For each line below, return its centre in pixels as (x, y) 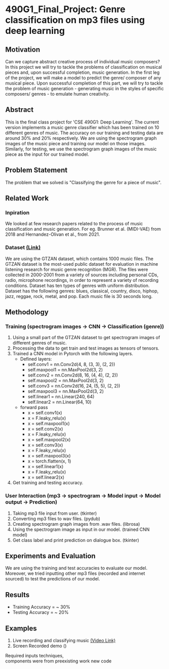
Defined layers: (36, 359)
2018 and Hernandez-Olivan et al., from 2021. (53, 234)
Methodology (27, 312)
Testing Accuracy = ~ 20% (41, 612)
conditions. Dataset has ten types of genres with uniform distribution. (77, 285)
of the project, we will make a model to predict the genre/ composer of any (83, 78)
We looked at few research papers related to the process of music (74, 224)
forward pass (34, 407)
